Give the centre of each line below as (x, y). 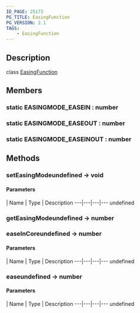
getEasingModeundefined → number (60, 218)
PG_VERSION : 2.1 (26, 23)
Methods (23, 159)
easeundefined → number (44, 276)
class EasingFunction (32, 72)
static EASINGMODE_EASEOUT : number (66, 123)
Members (24, 90)
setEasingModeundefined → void (55, 175)
